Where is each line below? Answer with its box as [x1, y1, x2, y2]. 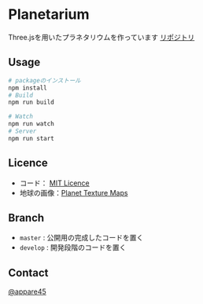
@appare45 [8, 287, 47, 296]
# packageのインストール [8, 76, 81, 84]
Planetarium [8, 5, 90, 24]
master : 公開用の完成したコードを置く [19, 233, 144, 243]
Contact [8, 266, 49, 280]
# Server [8, 127, 37, 135]
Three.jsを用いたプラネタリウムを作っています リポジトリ [8, 32, 195, 42]
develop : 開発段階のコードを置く [19, 243, 127, 252]
